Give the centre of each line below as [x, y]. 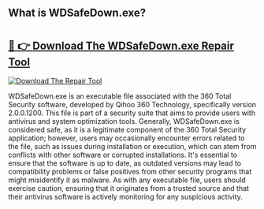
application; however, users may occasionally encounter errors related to [126, 138]
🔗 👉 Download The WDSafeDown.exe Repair [121, 45]
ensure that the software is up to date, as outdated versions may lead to [125, 163]
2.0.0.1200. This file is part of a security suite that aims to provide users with [132, 113]
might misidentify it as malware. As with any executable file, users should [127, 180]
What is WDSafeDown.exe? [77, 13]
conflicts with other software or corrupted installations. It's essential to [123, 155]
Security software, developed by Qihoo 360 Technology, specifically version [132, 104]
